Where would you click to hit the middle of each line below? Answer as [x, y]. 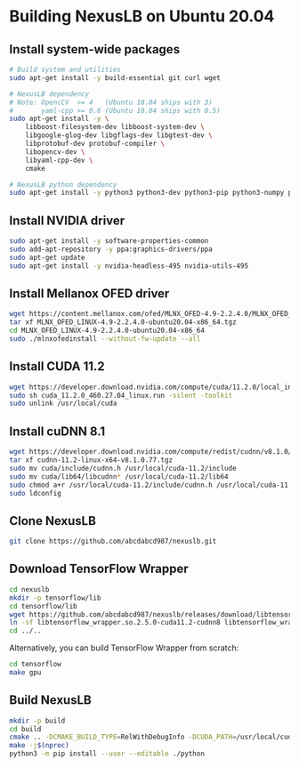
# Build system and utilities [65, 69]
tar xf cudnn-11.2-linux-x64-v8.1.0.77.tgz [91, 460]
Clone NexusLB [53, 521]
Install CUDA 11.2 [57, 367]
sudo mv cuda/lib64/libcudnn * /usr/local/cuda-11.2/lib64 [119, 476]
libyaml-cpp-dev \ [59, 160]
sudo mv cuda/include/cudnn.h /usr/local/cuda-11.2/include [123, 468]
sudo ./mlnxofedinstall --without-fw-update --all [105, 339]
